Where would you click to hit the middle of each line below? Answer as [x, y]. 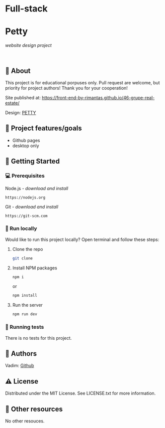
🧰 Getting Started [33, 161]
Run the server [28, 305]
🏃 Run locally [21, 228]
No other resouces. [25, 421]
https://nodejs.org [25, 198]
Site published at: [23, 97]
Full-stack [27, 9]
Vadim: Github [20, 366]
